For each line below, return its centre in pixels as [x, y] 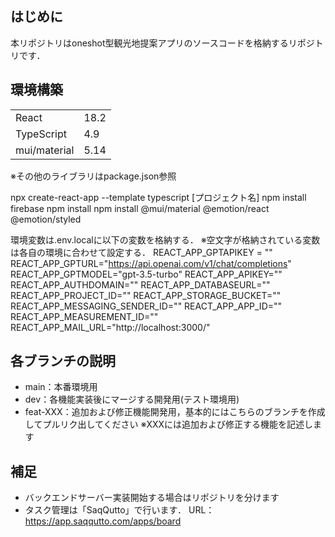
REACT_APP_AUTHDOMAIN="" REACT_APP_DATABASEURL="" [140, 284]
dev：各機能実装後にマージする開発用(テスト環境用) [132, 399]
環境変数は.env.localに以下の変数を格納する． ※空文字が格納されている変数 [165, 239]
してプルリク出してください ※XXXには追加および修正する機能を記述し [169, 424]
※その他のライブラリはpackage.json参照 [93, 176]
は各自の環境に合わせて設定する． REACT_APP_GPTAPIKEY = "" [141, 252]
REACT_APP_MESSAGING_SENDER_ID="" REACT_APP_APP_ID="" [146, 306]
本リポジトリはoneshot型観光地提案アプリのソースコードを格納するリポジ [162, 43]
